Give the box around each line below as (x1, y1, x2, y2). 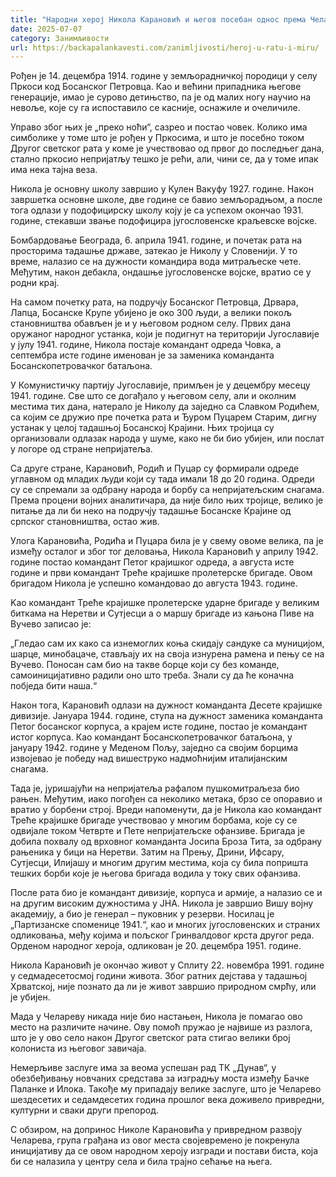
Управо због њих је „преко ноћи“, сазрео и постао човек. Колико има (10, 121, 308, 133)
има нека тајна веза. (10, 164, 98, 176)
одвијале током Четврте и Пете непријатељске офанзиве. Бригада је (10, 825, 306, 837)
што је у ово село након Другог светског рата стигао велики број (10, 1032, 291, 1044)
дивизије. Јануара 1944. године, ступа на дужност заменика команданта (10, 710, 323, 722)
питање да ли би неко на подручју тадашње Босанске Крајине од (10, 505, 292, 517)
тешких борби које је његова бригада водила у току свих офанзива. (10, 867, 301, 880)
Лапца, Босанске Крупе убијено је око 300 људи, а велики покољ (10, 307, 292, 319)
